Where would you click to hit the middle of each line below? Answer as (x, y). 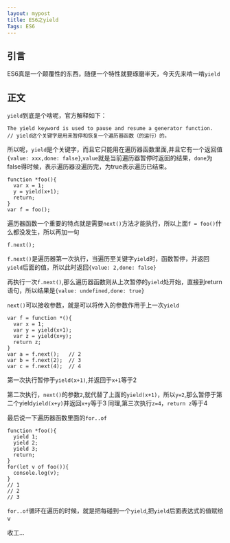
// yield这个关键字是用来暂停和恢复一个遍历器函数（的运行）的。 (89, 136)
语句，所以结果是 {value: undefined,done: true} (76, 290)
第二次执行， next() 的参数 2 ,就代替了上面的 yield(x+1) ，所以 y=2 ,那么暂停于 (112, 394)
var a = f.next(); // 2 (44, 354)
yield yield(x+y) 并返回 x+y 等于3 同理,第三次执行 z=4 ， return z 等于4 (113, 403)
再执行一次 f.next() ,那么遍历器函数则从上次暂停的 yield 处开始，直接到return (115, 282)
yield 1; (26, 437)
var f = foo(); (29, 210)
